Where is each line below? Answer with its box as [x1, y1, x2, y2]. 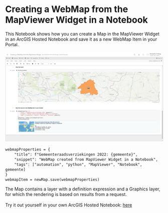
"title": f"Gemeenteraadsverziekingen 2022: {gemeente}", [14, 152, 138, 157]
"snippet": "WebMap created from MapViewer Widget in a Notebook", [14, 157, 158, 162]
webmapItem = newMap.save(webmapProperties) [5, 177, 100, 182]
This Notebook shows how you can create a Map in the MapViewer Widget [5, 31, 159, 37]
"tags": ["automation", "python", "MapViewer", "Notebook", [14, 162, 142, 167]
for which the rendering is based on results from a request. [5, 191, 127, 197]
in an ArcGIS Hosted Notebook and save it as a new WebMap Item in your [5, 36, 157, 42]
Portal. [5, 41, 19, 47]
